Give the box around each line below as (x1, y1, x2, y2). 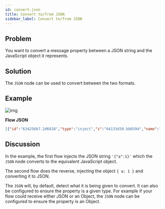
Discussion (5, 140, 40, 149)
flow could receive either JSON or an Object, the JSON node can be (5, 193, 140, 199)
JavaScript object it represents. (5, 53, 69, 59)
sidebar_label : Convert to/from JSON (5, 16, 82, 21)
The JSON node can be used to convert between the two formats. (5, 80, 136, 86)
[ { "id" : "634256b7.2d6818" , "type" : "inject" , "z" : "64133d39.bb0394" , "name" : (5, 126, 160, 131)
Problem (5, 34, 32, 43)
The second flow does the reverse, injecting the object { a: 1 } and (5, 168, 143, 174)
